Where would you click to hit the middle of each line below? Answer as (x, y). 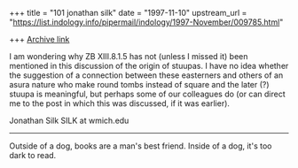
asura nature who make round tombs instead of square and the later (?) (139, 84)
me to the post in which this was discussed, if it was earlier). (120, 103)
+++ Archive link (39, 39)
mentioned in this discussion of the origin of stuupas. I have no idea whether (149, 66)
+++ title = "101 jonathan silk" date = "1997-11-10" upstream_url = (128, 13)
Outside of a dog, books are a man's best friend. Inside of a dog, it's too (141, 146)
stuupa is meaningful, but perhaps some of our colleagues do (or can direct (147, 94)
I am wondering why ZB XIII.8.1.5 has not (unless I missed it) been (129, 56)
